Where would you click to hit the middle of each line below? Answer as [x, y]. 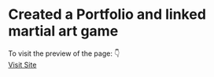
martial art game [63, 31]
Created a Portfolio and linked [107, 15]
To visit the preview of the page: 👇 [64, 53]
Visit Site [22, 64]
